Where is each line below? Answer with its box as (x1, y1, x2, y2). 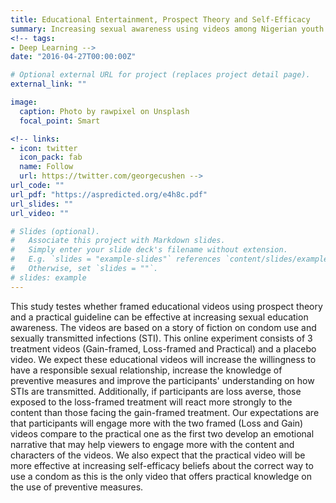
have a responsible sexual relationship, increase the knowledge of (10, 364, 283, 376)
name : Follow (19, 162, 74, 172)
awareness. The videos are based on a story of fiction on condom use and (10, 321, 317, 333)
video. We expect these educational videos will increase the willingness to (10, 353, 317, 365)
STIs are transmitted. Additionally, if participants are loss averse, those (10, 385, 302, 397)
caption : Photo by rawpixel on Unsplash (19, 106, 190, 116)
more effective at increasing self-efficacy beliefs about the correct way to (10, 459, 314, 471)
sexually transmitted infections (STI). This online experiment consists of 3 (10, 332, 313, 344)
